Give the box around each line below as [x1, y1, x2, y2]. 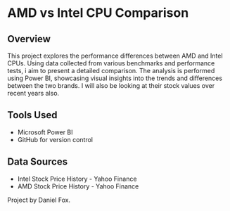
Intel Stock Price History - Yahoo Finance [17, 174, 137, 183]
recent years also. [7, 89, 60, 97]
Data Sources [7, 156, 68, 168]
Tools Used [7, 109, 58, 121]
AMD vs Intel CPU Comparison [7, 5, 189, 21]
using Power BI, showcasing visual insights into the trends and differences [7, 74, 223, 82]
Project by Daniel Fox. [7, 196, 71, 204]
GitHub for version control [17, 135, 94, 143]
